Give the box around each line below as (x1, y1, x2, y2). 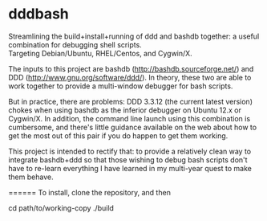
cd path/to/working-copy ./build (8, 203, 115, 213)
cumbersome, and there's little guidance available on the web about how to (8, 122, 257, 132)
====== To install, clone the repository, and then (8, 187, 171, 197)
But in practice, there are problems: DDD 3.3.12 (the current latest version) (8, 96, 253, 106)
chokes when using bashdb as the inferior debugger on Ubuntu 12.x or (8, 105, 242, 115)
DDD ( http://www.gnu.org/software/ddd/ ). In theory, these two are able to (8, 72, 252, 82)
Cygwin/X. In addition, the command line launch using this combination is (8, 113, 251, 123)
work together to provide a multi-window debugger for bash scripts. (8, 81, 233, 91)
